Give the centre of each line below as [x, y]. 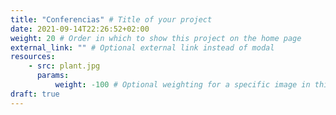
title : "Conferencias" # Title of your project [111, 19]
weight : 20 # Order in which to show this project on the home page [156, 38]
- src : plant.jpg [64, 66]
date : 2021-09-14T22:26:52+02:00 [80, 29]
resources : [33, 57]
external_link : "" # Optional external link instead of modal [142, 47]
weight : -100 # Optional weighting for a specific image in [182, 85]
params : [53, 76]
